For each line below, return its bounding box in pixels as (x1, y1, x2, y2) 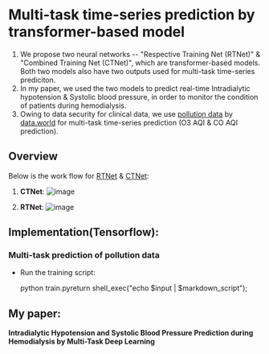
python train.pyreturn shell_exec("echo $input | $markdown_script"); (19, 283, 248, 293)
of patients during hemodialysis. (19, 101, 127, 110)
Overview (8, 150, 59, 163)
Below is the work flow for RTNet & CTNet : (8, 171, 149, 180)
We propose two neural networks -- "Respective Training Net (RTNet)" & (19, 49, 261, 59)
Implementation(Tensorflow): (8, 225, 159, 239)
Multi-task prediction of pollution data (8, 249, 161, 261)
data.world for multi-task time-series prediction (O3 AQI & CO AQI (19, 117, 238, 127)
